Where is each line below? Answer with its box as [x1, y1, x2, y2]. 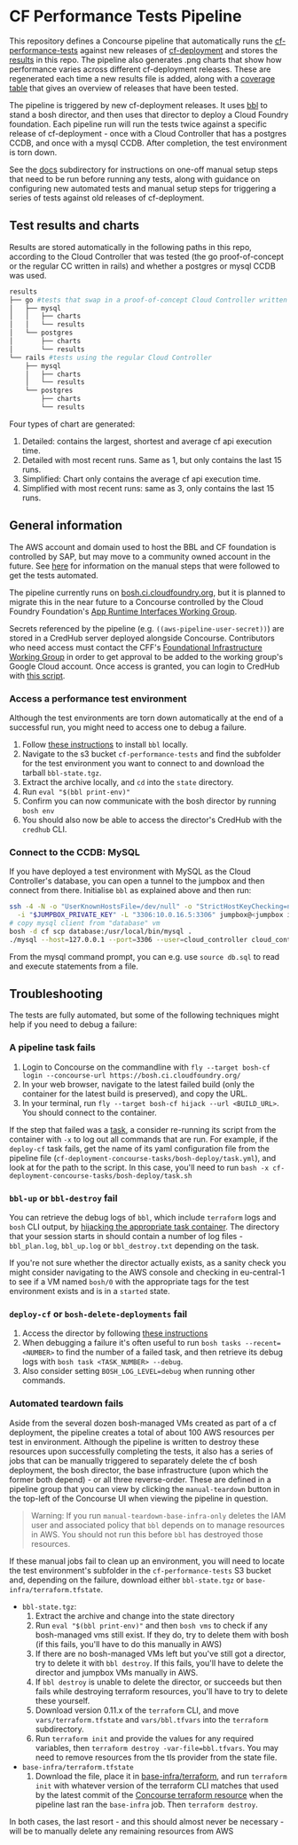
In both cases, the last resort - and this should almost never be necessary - [9, 1816, 285, 1826]
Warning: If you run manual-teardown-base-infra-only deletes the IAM [30, 1510, 286, 1520]
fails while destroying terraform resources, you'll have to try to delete [35, 1685, 288, 1696]
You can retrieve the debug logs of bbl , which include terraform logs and [9, 1213, 277, 1223]
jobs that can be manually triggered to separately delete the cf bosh [9, 1455, 257, 1465]
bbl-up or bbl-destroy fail [9, 1191, 118, 1204]
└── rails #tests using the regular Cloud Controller [9, 353, 213, 362]
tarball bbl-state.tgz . [21, 767, 102, 778]
